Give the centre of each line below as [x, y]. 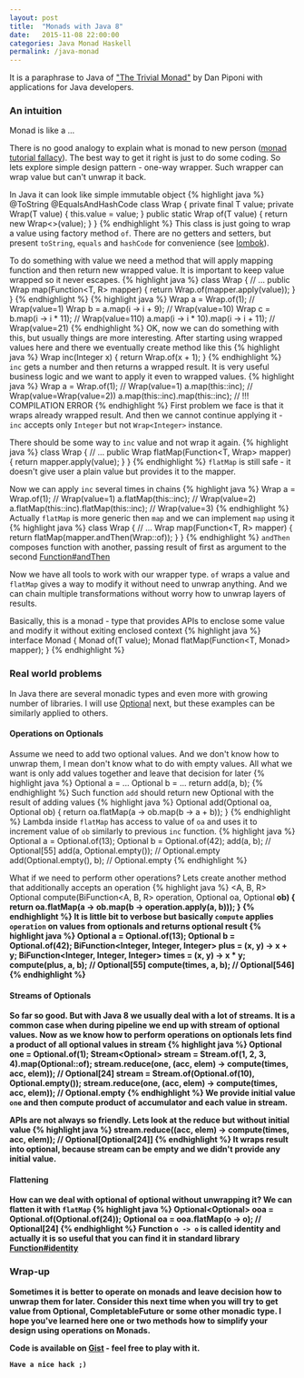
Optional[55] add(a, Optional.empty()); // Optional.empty [115, 850]
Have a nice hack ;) [49, 1364]
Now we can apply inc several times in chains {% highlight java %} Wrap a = [152, 489]
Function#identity [44, 1248]
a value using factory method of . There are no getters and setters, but [140, 234]
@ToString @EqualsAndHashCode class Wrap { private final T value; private [152, 205]
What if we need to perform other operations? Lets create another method [148, 878]
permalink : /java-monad [54, 52]
